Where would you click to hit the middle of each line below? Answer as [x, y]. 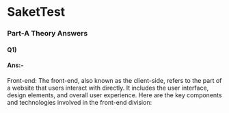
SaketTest [36, 12]
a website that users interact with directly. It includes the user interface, [108, 88]
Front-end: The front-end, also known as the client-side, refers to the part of [114, 80]
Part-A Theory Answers [48, 34]
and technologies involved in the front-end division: [80, 102]
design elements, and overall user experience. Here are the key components [114, 95]
